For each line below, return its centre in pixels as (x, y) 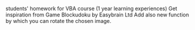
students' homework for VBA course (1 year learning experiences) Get (92, 9)
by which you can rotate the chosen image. (59, 21)
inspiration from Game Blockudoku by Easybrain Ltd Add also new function (97, 15)
